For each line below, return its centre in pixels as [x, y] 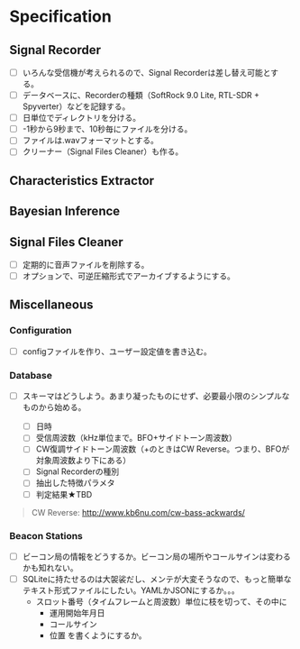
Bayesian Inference [65, 211]
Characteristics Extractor [82, 181]
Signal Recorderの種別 [77, 471]
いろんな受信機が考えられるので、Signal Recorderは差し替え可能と [146, 73]
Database [31, 375]
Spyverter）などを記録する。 [76, 106]
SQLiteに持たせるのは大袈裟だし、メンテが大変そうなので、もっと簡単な [157, 579]
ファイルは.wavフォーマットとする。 [91, 141]
